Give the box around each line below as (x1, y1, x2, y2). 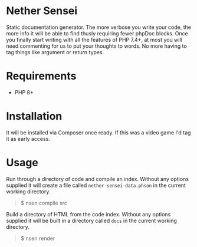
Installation (6, 110, 63, 123)
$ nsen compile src (20, 199, 68, 206)
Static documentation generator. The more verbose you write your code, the (6, 24, 192, 31)
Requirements (6, 70, 77, 83)
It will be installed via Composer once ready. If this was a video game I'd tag (6, 129, 191, 136)
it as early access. (6, 135, 50, 142)
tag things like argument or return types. (6, 48, 104, 55)
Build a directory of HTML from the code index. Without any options (6, 210, 171, 218)
